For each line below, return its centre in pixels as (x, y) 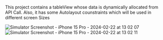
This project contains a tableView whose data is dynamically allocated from (82, 7)
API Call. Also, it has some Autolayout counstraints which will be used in (78, 12)
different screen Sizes (27, 18)
